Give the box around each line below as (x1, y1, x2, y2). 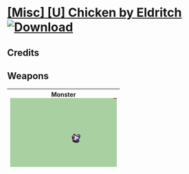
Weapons (7, 70, 49, 82)
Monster (51, 90, 76, 98)
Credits (7, 47, 40, 58)
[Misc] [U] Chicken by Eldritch (7, 5, 182, 21)
